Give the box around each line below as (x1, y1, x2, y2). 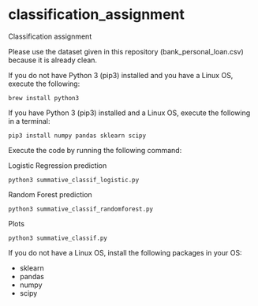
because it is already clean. (8, 55, 97, 65)
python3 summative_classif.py (8, 234, 108, 242)
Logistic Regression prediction (8, 160, 107, 170)
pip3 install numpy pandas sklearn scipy (8, 132, 147, 140)
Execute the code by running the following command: (8, 145, 182, 155)
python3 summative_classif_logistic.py (8, 176, 140, 184)
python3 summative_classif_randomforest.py (8, 205, 154, 213)
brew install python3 (8, 94, 80, 102)
